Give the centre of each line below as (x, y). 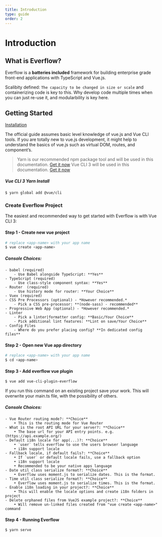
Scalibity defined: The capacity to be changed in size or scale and (74, 87)
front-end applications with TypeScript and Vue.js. (55, 78)
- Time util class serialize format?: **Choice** (56, 479)
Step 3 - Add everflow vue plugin (39, 371)
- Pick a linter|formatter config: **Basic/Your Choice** (74, 317)
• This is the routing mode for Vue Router (59, 424)
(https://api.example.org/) (34, 436)
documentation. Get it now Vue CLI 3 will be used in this (73, 165)
